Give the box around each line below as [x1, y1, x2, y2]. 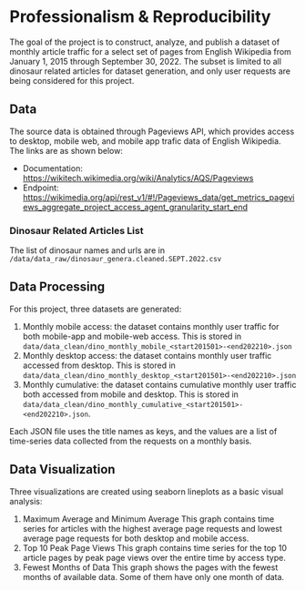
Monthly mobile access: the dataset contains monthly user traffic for [22, 321, 280, 331]
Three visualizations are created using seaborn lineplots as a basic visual [9, 485, 284, 497]
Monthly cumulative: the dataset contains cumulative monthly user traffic [22, 379, 297, 390]
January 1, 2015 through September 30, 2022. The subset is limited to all [9, 56, 282, 66]
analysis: [9, 495, 43, 506]
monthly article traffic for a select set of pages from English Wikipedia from [9, 46, 291, 56]
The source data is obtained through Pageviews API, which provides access [9, 126, 295, 137]
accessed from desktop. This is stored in [22, 360, 176, 371]
